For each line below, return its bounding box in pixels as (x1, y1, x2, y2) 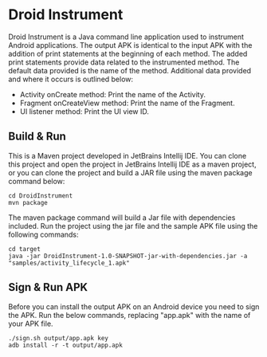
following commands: (8, 229, 79, 239)
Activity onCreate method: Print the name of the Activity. (19, 89, 206, 99)
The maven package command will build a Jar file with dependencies (8, 213, 236, 222)
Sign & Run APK (8, 280, 88, 294)
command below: (8, 176, 65, 186)
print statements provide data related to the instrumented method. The (8, 57, 240, 67)
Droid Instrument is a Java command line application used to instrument (8, 32, 245, 41)
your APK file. (8, 319, 53, 328)
